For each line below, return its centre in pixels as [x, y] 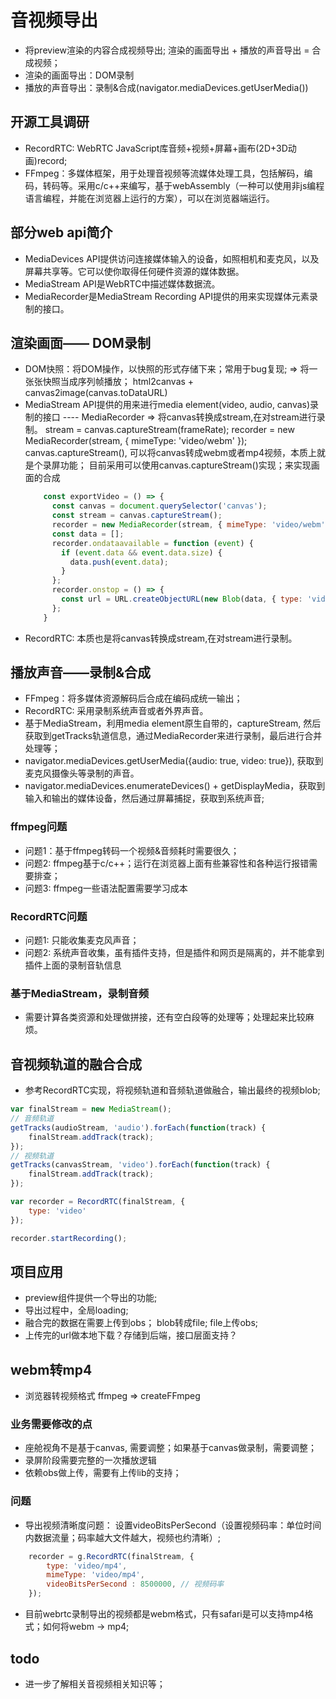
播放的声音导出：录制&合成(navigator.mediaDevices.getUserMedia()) [166, 87]
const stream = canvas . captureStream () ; [137, 516]
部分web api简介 [61, 232]
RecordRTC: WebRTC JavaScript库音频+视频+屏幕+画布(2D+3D [156, 148]
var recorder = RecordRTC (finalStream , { [98, 1202]
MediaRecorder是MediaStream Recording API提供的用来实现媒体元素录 [171, 296]
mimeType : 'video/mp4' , [95, 1575]
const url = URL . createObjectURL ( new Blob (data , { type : [182, 599]
